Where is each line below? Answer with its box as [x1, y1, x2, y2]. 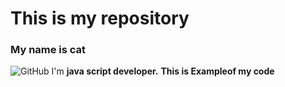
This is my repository [10, 7, 190, 30]
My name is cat [10, 43, 87, 57]
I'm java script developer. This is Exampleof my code [51, 65, 275, 77]
